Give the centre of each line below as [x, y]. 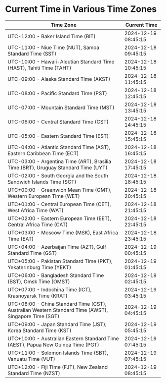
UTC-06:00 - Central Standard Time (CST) [58, 121]
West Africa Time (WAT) [36, 210]
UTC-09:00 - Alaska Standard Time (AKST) [59, 79]
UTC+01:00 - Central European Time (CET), [59, 204]
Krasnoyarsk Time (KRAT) [38, 296]
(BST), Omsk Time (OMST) [39, 281]
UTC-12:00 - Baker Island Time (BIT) [52, 36]
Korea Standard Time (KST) [40, 330]
